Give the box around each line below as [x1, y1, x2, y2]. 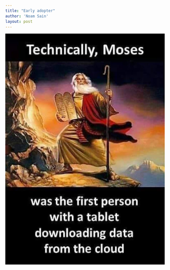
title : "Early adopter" [5, 8, 56, 13]
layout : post [5, 19, 33, 24]
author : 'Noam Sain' [5, 13, 49, 19]
